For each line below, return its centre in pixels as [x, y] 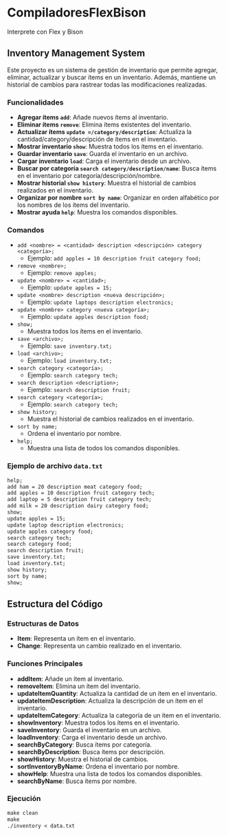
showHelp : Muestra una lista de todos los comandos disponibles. [110, 773]
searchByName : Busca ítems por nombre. [77, 781]
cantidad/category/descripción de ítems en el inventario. [97, 140]
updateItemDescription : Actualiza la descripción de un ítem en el [110, 701]
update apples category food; [50, 531]
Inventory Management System [76, 53]
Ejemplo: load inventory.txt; [70, 361]
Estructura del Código [55, 604]
